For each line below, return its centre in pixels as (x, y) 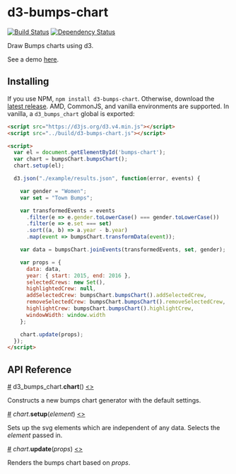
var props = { (41, 262)
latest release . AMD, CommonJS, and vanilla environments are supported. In (118, 106)
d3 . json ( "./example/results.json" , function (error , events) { (107, 178)
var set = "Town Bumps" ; (57, 198)
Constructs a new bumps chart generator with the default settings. (104, 400)
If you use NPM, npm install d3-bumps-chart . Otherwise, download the (111, 98)
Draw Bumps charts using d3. (51, 45)
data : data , (43, 269)
